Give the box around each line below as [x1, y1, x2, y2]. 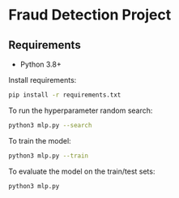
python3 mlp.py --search [8, 121, 92, 129]
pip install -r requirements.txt [8, 91, 121, 99]
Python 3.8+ [19, 59, 62, 69]
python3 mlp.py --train [8, 152, 89, 160]
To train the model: [8, 136, 71, 145]
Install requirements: [8, 75, 77, 84]
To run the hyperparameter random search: [8, 105, 153, 115]
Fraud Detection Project [8, 6, 172, 24]
